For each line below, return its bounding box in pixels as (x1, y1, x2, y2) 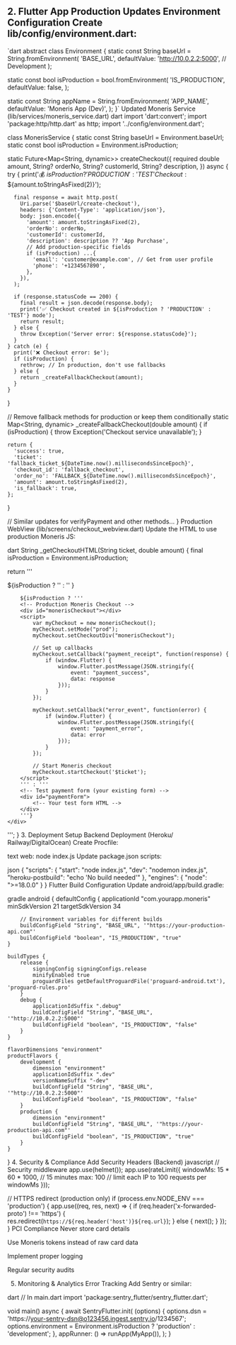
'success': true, (13, 447, 65, 455)
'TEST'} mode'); (7, 311, 55, 319)
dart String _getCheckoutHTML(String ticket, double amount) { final (7, 546, 203, 554)
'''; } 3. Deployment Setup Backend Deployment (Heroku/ (7, 830, 174, 839)
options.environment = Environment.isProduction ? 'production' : (7, 1322, 196, 1330)
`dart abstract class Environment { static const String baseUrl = (7, 46, 191, 55)
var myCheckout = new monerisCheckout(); (33, 619, 157, 626)
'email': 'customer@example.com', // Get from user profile (33, 255, 213, 263)
